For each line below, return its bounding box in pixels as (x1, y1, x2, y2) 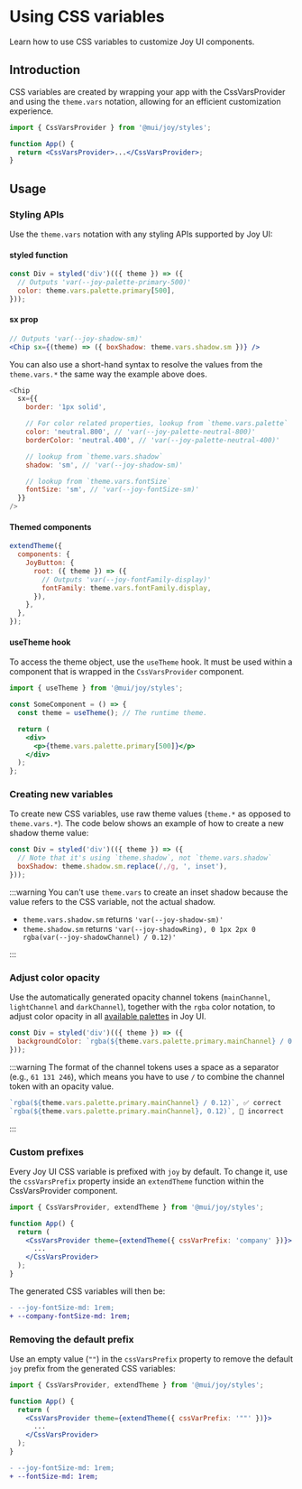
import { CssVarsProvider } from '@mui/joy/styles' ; (9, 123, 212, 132)
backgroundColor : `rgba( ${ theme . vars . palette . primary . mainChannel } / (17, 1037, 284, 1047)
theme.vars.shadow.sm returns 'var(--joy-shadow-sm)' (22, 914, 224, 925)
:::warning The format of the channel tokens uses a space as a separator (9, 1061, 279, 1072)
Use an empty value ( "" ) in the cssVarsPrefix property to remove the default (9, 1353, 294, 1364)
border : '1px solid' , (25, 403, 106, 412)
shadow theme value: (9, 828, 89, 839)
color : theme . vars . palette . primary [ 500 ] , (17, 286, 176, 295)
